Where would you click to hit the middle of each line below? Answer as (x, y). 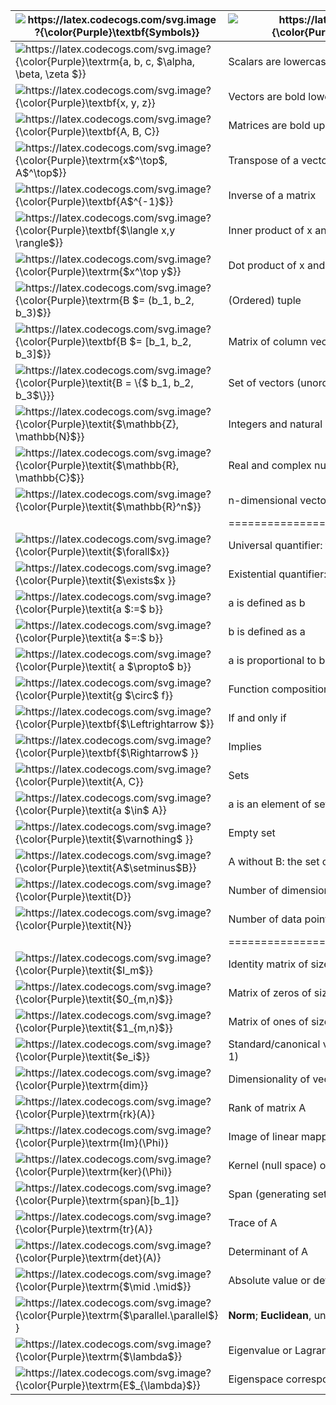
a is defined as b (267, 602)
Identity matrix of (268, 964)
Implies (245, 746)
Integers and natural (275, 424)
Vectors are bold (267, 96)
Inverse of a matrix (272, 195)
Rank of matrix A (267, 1107)
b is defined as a (267, 631)
